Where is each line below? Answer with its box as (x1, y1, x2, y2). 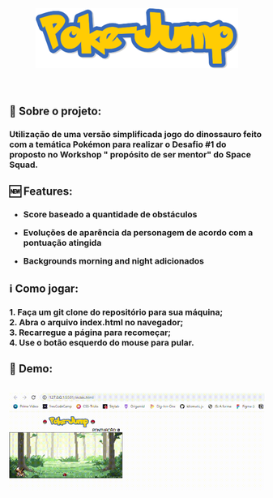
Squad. (9, 159, 39, 170)
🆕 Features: (9, 184, 73, 198)
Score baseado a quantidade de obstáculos (23, 208, 198, 220)
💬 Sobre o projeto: (9, 105, 102, 118)
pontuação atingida (23, 238, 102, 248)
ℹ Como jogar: (9, 281, 79, 295)
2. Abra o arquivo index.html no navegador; (9, 316, 184, 328)
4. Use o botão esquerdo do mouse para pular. (9, 337, 194, 348)
